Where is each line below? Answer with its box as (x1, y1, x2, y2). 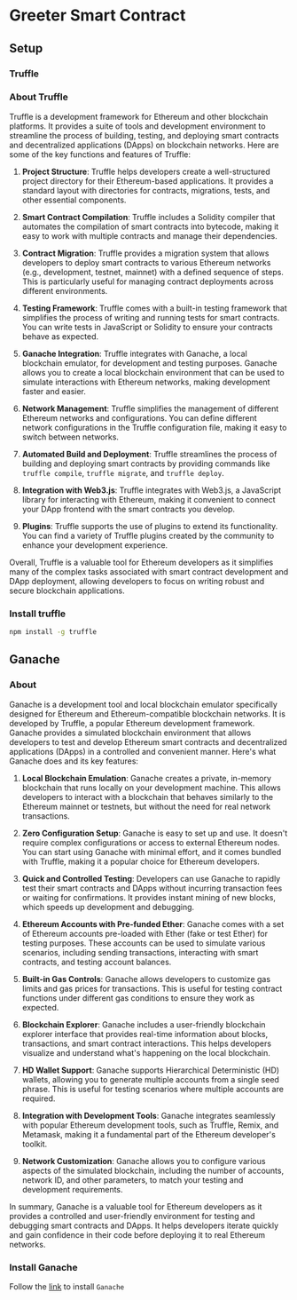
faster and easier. (21, 385, 86, 396)
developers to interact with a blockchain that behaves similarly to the (21, 791, 273, 802)
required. (21, 1093, 56, 1104)
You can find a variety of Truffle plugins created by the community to (21, 530, 275, 541)
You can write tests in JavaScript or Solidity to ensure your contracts (21, 321, 273, 332)
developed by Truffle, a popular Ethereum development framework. (9, 717, 255, 728)
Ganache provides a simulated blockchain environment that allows (9, 727, 252, 738)
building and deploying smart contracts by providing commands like (21, 458, 270, 469)
